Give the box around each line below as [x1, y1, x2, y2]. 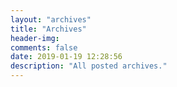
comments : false [10, 42, 78, 53]
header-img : [10, 33, 60, 43]
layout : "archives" [10, 14, 92, 25]
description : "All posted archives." [10, 61, 168, 71]
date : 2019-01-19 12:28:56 [10, 52, 123, 62]
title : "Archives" [10, 24, 87, 34]
